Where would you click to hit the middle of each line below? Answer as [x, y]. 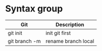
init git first [58, 33]
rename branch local [70, 41]
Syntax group [34, 9]
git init [15, 33]
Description [70, 24]
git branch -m [24, 41]
